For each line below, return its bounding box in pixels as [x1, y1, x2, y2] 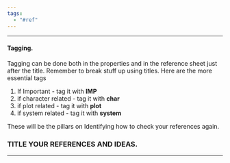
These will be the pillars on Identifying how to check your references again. [7, 122, 220, 130]
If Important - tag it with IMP [16, 87, 97, 95]
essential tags [7, 73, 47, 82]
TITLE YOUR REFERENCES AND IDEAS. [7, 139, 138, 149]
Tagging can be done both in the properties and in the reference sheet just [7, 59, 218, 67]
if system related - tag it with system [16, 109, 122, 117]
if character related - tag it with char [16, 94, 120, 103]
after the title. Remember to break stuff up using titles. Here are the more [7, 66, 212, 75]
